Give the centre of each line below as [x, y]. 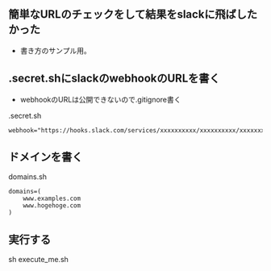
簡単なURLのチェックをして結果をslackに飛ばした [133, 15]
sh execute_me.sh [38, 260]
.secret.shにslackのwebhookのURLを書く [114, 79]
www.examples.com [52, 199]
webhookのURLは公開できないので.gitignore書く [100, 99]
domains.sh [27, 177]
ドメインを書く [46, 157]
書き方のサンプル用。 [55, 50]
